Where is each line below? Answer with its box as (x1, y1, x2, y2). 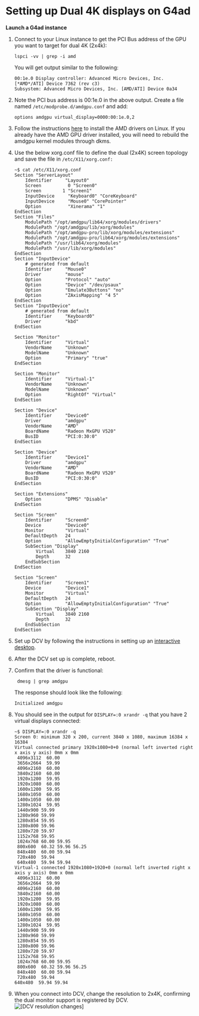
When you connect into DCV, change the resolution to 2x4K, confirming (14, 990, 191, 997)
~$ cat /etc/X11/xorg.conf (14, 167, 82, 173)
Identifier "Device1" (25, 454, 90, 461)
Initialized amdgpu (14, 700, 63, 706)
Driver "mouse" (25, 271, 84, 277)
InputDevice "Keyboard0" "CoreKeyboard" (25, 193, 138, 199)
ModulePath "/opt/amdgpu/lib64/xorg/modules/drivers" (25, 219, 161, 225)
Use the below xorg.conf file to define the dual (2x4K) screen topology (14, 149, 188, 156)
